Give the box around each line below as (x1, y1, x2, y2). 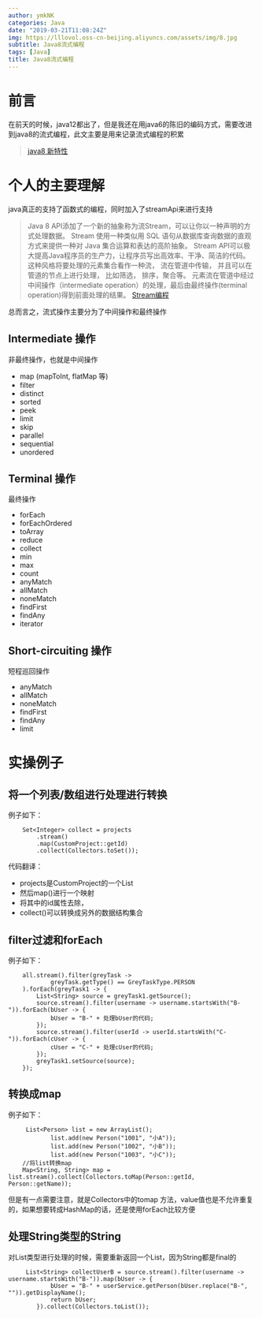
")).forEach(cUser (8, 1035, 68, 1043)
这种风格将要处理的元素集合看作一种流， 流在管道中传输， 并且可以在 (27, 260, 253, 270)
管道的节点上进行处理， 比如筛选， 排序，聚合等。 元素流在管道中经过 (27, 270, 254, 280)
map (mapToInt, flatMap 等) (19, 372, 109, 381)
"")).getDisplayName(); (8, 1289, 87, 1297)
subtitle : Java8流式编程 (8, 41, 85, 49)
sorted (19, 397, 42, 406)
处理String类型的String (8, 1230, 122, 1243)
